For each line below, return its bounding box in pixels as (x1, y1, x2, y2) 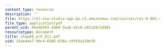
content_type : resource (5, 7, 54, 12)
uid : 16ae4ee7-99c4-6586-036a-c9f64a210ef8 (5, 39, 96, 44)
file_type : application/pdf (5, 20, 63, 26)
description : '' (5, 12, 38, 17)
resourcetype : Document (5, 30, 54, 34)
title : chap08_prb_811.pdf (5, 34, 60, 39)
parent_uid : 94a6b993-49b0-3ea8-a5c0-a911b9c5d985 (5, 25, 111, 30)
